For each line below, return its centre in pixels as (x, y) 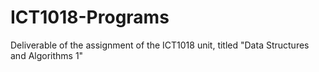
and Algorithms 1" (47, 55)
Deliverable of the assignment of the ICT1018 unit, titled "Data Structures (160, 45)
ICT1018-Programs (90, 17)
